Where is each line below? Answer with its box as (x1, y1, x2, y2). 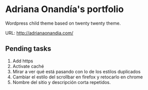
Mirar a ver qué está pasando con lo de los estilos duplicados (12, 68, 141, 74)
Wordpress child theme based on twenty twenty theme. (5, 20, 121, 26)
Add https (12, 58, 33, 64)
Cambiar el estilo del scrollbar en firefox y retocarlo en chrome (12, 74, 143, 80)
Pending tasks (5, 44, 52, 53)
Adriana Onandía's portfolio (5, 4, 124, 15)
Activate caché (12, 63, 44, 69)
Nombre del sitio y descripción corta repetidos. (12, 79, 111, 85)
